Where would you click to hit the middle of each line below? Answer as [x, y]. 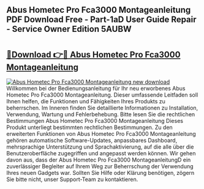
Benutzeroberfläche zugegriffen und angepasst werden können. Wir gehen [101, 153]
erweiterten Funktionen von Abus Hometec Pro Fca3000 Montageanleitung [101, 134]
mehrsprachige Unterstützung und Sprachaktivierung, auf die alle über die [100, 147]
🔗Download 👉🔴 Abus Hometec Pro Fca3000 [93, 54]
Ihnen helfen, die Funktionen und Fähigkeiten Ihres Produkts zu [86, 101]
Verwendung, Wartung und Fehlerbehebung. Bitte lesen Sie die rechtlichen [101, 114]
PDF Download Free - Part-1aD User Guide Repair [102, 20]
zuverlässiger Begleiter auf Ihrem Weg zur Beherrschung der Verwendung [100, 166]
